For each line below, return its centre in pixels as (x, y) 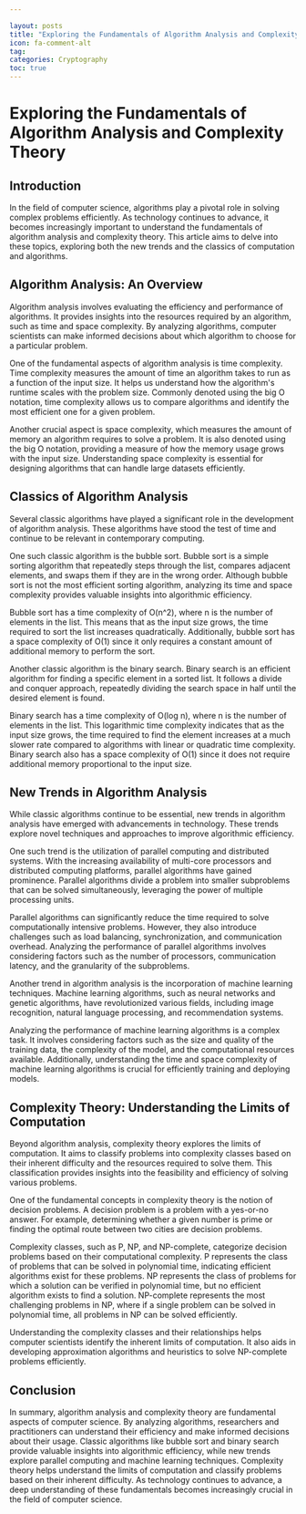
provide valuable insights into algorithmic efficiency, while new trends (140, 1451)
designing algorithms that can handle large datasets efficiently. (127, 468)
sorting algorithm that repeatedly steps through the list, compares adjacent (150, 565)
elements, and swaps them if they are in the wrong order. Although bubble (149, 575)
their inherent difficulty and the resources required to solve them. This (141, 1163)
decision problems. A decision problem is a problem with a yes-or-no (139, 1210)
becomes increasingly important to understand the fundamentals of (136, 227)
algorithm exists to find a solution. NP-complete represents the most (138, 1295)
